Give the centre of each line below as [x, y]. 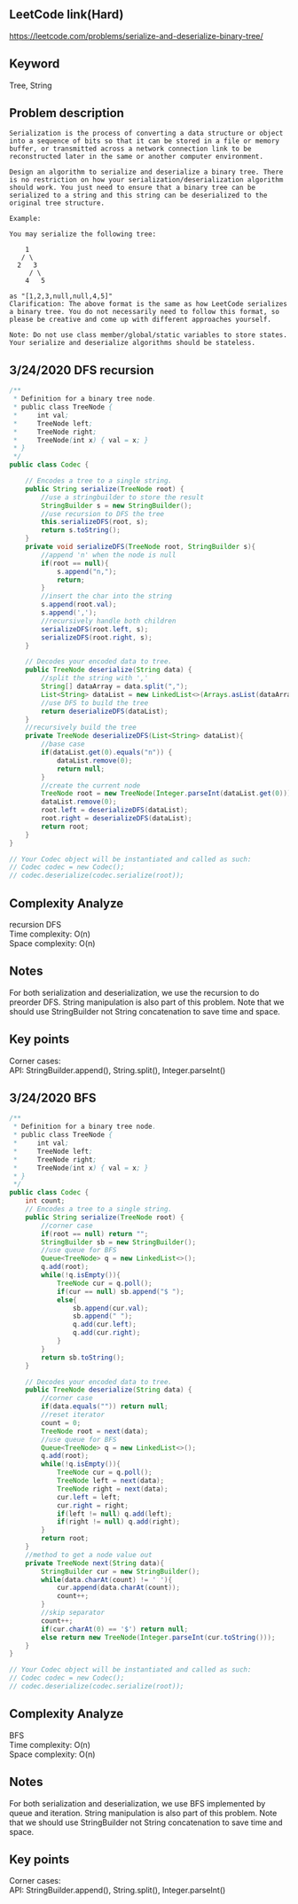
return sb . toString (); [83, 1357]
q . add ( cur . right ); [106, 1333]
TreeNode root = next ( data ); [95, 1431]
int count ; [45, 1201]
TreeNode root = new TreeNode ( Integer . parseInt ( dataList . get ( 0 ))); [168, 794]
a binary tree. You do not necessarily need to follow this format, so [144, 312]
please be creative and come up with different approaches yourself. [141, 320]
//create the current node [91, 785]
